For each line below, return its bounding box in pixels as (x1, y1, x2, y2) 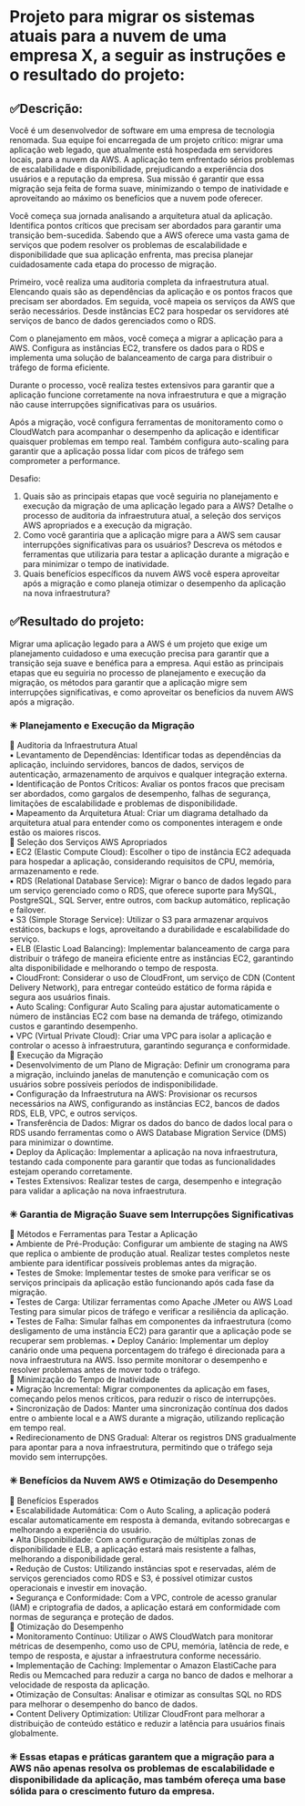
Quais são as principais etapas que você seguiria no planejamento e (22, 490, 280, 501)
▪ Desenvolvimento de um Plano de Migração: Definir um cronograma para (9, 1059, 290, 1070)
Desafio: (9, 473, 41, 484)
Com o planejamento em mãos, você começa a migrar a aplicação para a (9, 333, 284, 344)
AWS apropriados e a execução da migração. (22, 520, 193, 531)
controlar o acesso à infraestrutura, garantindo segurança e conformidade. (9, 1040, 291, 1051)
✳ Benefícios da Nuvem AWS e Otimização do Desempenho (9, 1474, 279, 1487)
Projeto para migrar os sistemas (9, 6, 255, 27)
